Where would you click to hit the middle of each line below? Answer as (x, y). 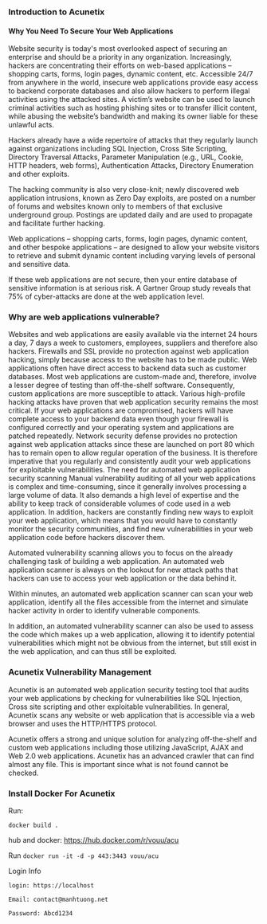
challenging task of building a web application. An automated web (116, 562)
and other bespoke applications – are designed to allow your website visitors (134, 247)
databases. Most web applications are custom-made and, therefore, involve (132, 377)
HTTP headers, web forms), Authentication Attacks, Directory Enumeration (131, 166)
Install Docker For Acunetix (62, 793)
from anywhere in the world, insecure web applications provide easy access (133, 83)
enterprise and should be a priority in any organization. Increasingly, (120, 57)
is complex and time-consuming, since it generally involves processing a (128, 487)
